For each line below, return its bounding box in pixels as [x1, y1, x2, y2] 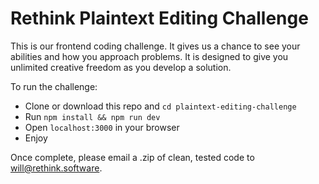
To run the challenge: [10, 80, 98, 92]
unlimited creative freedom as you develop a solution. [10, 61, 232, 73]
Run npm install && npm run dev [24, 110, 161, 122]
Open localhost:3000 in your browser [24, 121, 180, 133]
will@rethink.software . [10, 162, 103, 174]
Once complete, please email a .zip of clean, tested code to [10, 151, 255, 163]
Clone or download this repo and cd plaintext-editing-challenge [24, 100, 297, 112]
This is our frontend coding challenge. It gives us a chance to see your [10, 40, 301, 52]
